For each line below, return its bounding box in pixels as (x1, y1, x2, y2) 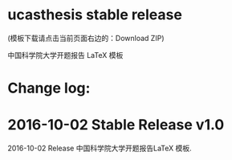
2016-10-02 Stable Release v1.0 (7, 116, 225, 134)
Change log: (7, 79, 91, 97)
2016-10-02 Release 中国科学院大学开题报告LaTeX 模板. (7, 143, 192, 154)
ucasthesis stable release (7, 6, 182, 24)
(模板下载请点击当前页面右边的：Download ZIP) (7, 33, 165, 43)
